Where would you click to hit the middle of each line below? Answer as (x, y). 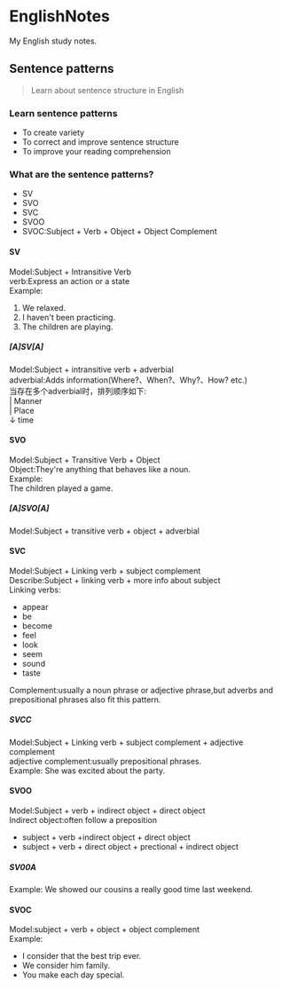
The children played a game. (61, 488)
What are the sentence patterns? (82, 174)
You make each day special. (73, 975)
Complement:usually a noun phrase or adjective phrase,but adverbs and (141, 690)
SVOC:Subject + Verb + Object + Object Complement (119, 232)
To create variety (53, 133)
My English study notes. (53, 41)
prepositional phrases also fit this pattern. (85, 700)
